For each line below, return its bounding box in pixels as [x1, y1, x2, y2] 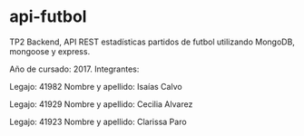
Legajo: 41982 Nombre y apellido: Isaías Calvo [9, 81, 183, 92]
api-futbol [9, 6, 87, 27]
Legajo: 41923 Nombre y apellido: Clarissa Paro [9, 116, 188, 127]
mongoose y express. [9, 45, 91, 56]
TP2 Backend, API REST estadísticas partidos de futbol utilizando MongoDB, [9, 36, 295, 47]
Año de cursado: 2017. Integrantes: [9, 63, 140, 74]
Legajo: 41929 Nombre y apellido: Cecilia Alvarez [9, 98, 193, 110]
